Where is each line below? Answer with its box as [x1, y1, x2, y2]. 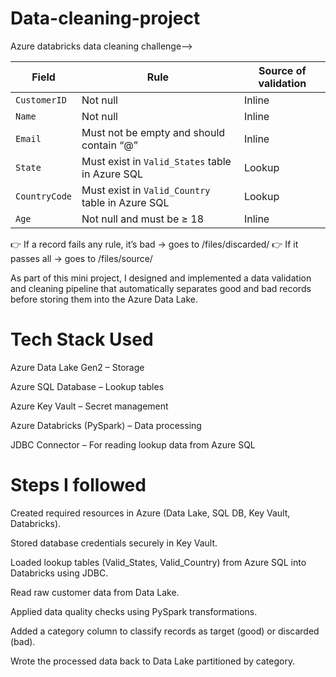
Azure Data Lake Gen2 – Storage [10, 361, 145, 373]
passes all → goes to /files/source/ [10, 252, 153, 264]
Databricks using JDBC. [10, 567, 109, 579]
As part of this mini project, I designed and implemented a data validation [10, 272, 312, 284]
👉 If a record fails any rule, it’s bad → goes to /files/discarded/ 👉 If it [10, 238, 299, 250]
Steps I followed [10, 474, 147, 497]
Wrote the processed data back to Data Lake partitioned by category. [10, 655, 296, 667]
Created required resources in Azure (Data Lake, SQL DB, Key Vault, [10, 507, 291, 519]
